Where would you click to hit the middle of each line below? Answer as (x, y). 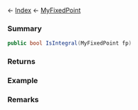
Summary (25, 28)
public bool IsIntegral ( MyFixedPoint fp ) (70, 43)
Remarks (23, 99)
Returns (21, 62)
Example (23, 81)
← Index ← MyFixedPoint (44, 10)
